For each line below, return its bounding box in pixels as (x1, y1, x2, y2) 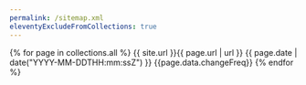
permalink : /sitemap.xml (9, 13, 104, 23)
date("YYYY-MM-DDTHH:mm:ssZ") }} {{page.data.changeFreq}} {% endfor (9, 57, 294, 68)
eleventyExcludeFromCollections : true (9, 22, 157, 31)
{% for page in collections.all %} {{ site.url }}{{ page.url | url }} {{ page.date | (9, 47, 298, 58)
